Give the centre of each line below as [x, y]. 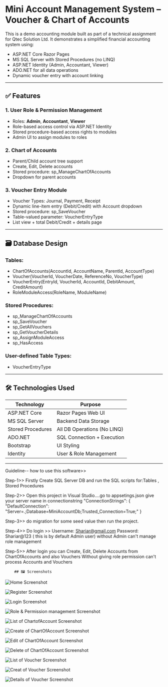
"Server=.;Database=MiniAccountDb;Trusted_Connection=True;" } [73, 511]
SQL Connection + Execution [90, 437]
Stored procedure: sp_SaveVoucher [49, 212]
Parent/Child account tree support [47, 161]
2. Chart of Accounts [31, 150]
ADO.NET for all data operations [45, 70]
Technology [30, 405]
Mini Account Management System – [83, 9]
